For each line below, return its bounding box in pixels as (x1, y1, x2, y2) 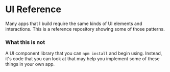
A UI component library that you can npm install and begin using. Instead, (5, 50, 162, 57)
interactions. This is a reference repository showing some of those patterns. (5, 26, 165, 32)
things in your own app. (5, 61, 55, 67)
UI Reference (5, 4, 61, 15)
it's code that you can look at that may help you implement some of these (5, 56, 160, 62)
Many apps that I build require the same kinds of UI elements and (5, 20, 142, 27)
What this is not (5, 38, 45, 45)
